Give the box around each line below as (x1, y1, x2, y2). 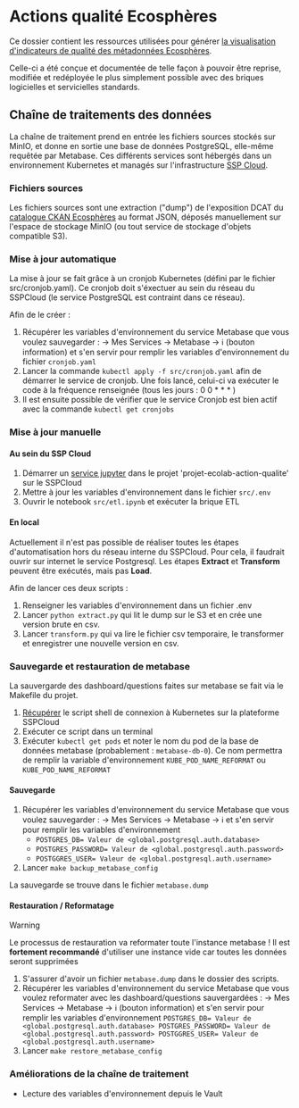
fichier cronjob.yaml (21, 356, 96, 367)
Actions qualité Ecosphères (9, 6, 218, 27)
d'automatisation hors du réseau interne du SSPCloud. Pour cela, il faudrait (9, 546, 285, 557)
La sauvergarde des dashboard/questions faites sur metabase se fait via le (9, 680, 284, 691)
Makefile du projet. (9, 689, 79, 700)
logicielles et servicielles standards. (9, 81, 141, 92)
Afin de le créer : (9, 310, 71, 321)
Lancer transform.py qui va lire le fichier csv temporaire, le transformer (21, 628, 284, 639)
